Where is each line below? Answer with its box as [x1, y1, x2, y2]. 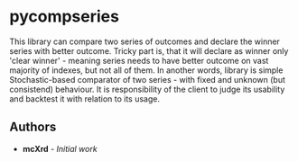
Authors [9, 120, 57, 135]
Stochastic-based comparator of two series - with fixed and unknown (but [9, 74, 286, 85]
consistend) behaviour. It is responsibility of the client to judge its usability [9, 84, 285, 94]
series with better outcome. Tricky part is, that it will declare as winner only [9, 45, 289, 56]
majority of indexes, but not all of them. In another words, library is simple [9, 65, 284, 76]
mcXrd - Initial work [22, 143, 98, 154]
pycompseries [9, 6, 120, 27]
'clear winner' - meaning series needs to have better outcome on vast [9, 55, 269, 66]
